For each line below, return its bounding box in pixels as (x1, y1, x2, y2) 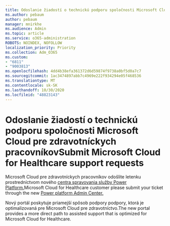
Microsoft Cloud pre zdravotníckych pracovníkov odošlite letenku (5, 174, 141, 180)
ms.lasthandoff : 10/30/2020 (5, 87, 65, 93)
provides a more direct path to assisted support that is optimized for (5, 211, 147, 217)
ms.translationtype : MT (5, 78, 56, 83)
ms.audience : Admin (5, 26, 47, 31)
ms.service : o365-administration (5, 36, 76, 41)
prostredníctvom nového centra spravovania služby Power (5, 179, 127, 185)
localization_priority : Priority (5, 45, 76, 50)
